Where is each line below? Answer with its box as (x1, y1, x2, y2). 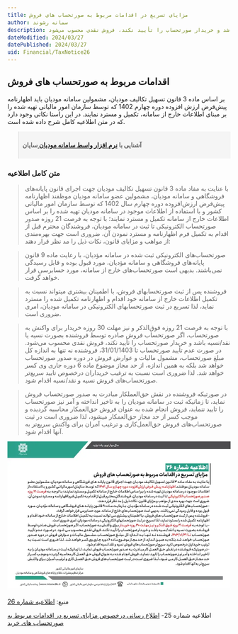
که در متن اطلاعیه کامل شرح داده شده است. (7, 117, 125, 125)
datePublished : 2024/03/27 (7, 41, 87, 49)
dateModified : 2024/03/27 (7, 34, 84, 41)
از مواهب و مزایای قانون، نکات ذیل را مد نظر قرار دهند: (24, 237, 171, 246)
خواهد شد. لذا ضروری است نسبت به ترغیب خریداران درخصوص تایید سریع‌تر (24, 368, 225, 377)
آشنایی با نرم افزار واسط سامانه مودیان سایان (22, 140, 142, 149)
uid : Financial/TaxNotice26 (7, 49, 91, 56)
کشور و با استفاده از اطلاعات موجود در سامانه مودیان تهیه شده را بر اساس (24, 207, 222, 215)
